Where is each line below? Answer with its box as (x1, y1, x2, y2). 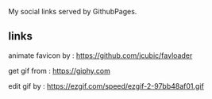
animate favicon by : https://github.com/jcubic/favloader (8, 51, 193, 60)
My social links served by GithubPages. (8, 7, 137, 16)
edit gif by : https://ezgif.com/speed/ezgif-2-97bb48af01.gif (8, 81, 204, 90)
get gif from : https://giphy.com (8, 66, 111, 75)
